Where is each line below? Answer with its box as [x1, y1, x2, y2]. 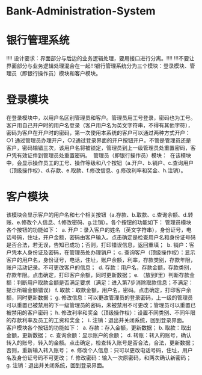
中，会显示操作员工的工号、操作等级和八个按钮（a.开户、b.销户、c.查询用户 [6, 160, 194, 167]
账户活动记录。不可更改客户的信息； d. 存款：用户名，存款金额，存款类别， [6, 264, 195, 271]
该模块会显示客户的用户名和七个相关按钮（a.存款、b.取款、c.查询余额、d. [6, 211, 188, 218]
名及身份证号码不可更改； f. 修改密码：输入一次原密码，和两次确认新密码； [6, 354, 192, 361]
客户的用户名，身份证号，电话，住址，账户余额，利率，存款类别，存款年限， [6, 256, 196, 263]
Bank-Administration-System [6, 4, 156, 18]
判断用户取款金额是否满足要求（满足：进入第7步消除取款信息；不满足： [16, 279, 194, 286]
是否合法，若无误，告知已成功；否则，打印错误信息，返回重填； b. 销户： [6, 241, 189, 248]
